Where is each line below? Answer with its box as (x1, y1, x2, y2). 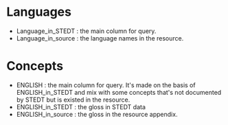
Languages (6, 4, 71, 20)
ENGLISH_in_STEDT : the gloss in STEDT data (16, 102, 146, 111)
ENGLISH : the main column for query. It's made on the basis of (16, 80, 196, 89)
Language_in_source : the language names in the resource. (16, 34, 184, 42)
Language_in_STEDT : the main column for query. (16, 27, 157, 35)
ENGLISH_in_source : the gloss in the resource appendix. (16, 110, 178, 118)
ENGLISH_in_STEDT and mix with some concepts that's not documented (16, 88, 222, 96)
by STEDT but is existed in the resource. (16, 95, 130, 104)
